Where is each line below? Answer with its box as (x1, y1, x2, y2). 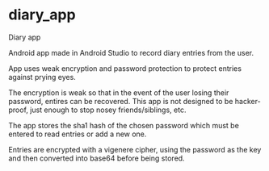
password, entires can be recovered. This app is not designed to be (8, 96, 233, 106)
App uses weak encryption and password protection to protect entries (8, 63, 242, 73)
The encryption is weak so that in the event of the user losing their (8, 87, 229, 98)
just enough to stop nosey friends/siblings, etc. (29, 105, 187, 115)
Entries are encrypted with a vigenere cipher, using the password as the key (8, 144, 262, 154)
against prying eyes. (8, 72, 77, 81)
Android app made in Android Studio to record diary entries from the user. (8, 48, 254, 57)
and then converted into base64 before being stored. (8, 153, 185, 163)
